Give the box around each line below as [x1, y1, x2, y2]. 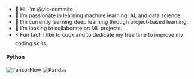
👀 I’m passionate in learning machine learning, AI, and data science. [14, 12, 183, 19]
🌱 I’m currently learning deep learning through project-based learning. [14, 18, 189, 25]
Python [6, 53, 25, 61]
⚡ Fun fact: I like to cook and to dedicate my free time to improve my [14, 31, 184, 38]
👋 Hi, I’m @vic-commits [14, 6, 73, 12]
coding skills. [14, 40, 48, 47]
